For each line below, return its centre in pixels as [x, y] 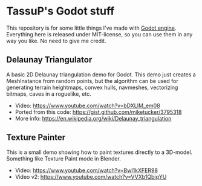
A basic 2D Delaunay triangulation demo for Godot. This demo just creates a [101, 75]
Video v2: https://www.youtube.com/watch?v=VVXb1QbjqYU [91, 176]
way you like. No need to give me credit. [56, 41]
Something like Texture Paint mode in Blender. [64, 158]
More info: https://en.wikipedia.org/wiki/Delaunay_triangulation [93, 118]
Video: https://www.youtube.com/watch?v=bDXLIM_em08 [87, 105]
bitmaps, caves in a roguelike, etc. [49, 94]
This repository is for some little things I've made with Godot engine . [91, 28]
